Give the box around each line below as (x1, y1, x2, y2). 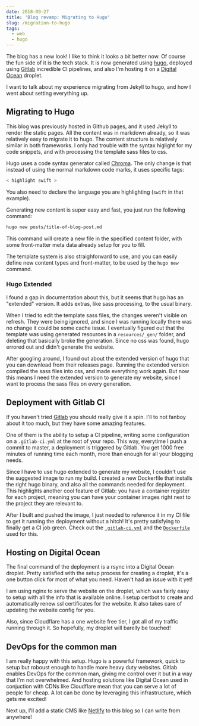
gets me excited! (6, 696, 47, 703)
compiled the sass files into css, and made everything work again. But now (6, 367, 189, 374)
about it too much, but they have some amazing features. (6, 420, 146, 427)
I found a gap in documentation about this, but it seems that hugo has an (6, 293, 184, 301)
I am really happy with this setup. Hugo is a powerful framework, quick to (6, 657, 185, 665)
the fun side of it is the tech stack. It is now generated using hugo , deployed (6, 59, 192, 66)
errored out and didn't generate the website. (6, 343, 115, 350)
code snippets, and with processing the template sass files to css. (6, 148, 168, 155)
